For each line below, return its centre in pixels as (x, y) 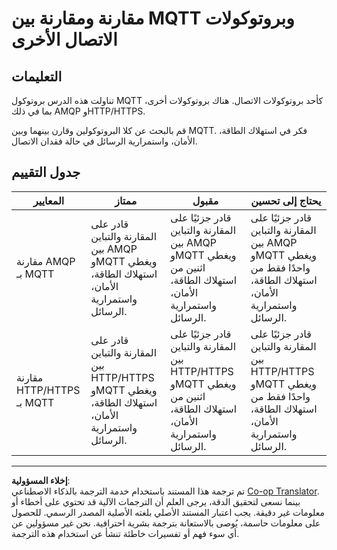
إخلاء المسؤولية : (41, 480)
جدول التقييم (46, 172)
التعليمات (37, 76)
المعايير (49, 200)
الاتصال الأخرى (64, 39)
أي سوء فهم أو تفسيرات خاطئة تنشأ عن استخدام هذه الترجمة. (125, 533)
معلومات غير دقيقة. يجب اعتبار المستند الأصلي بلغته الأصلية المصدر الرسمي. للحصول (168, 512)
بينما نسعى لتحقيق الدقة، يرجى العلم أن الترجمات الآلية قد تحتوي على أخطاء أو (156, 501)
